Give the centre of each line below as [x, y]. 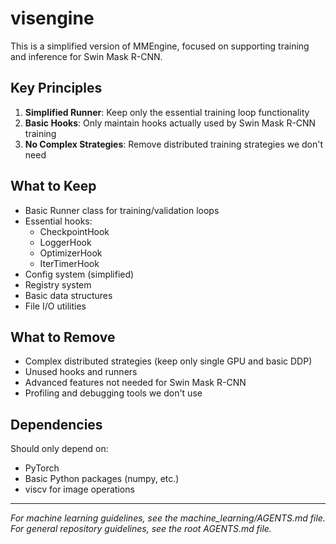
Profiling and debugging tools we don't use [113, 393]
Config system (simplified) [79, 274]
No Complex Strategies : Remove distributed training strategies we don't [174, 144]
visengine [52, 18]
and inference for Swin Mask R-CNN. [86, 56]
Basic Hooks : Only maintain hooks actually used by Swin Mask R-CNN [170, 123]
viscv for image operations [79, 489]
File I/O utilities [55, 306]
